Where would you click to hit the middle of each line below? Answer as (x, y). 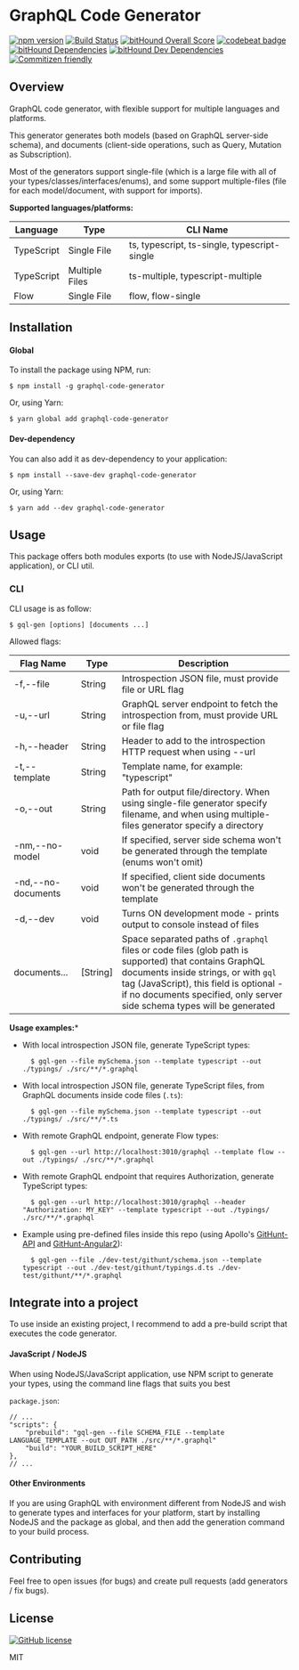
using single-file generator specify (194, 802)
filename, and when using (175, 814)
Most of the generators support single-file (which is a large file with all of (143, 171)
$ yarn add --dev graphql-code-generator (87, 508)
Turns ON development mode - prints (200, 913)
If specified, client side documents (194, 876)
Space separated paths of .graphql (195, 939)
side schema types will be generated (198, 1006)
